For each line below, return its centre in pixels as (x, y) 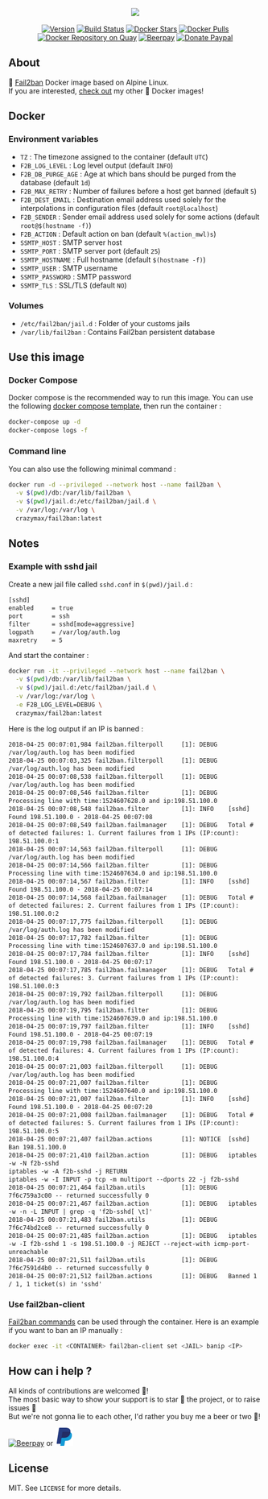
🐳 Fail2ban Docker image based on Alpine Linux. (89, 82)
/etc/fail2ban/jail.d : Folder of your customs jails (105, 323)
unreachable (28, 1252)
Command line (37, 451)
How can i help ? (50, 1371)
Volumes (26, 306)
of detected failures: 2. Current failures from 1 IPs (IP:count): (124, 905)
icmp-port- (232, 1244)
